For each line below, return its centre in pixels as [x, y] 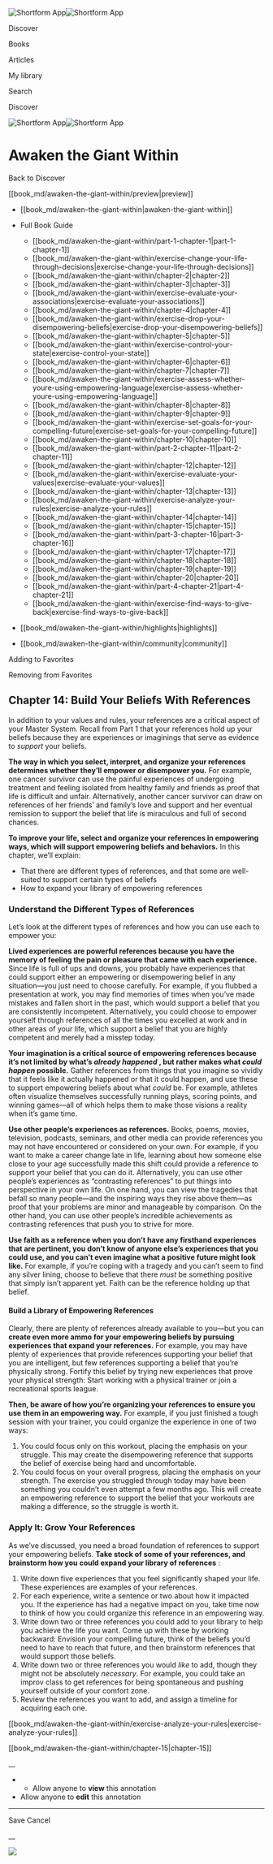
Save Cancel [30, 1820]
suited [31, 879]
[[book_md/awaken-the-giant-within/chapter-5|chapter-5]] [131, 335]
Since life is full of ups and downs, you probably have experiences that [127, 969]
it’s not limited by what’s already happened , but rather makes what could [135, 1062]
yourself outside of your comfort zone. [85, 1690]
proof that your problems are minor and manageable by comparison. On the [135, 1207]
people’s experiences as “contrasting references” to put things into [120, 1181]
